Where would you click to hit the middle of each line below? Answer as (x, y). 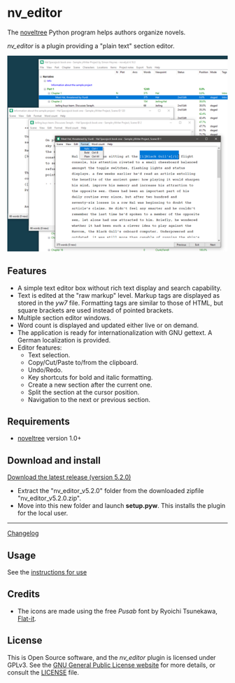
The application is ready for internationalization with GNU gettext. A (115, 332)
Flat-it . (27, 619)
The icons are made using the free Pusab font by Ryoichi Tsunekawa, (117, 611)
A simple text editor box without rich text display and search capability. (119, 288)
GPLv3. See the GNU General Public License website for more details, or (111, 665)
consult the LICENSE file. (43, 672)
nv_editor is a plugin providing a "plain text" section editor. (91, 46)
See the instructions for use (47, 572)
